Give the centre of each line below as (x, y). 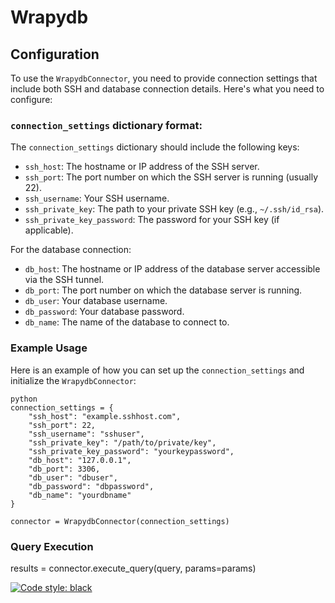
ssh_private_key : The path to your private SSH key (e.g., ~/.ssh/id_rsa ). (174, 209)
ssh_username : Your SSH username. (97, 198)
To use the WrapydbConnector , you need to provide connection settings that (164, 78)
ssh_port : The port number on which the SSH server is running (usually (171, 177)
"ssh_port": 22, (62, 425)
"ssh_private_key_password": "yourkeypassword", (131, 451)
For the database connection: (71, 250)
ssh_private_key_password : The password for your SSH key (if (152, 220)
